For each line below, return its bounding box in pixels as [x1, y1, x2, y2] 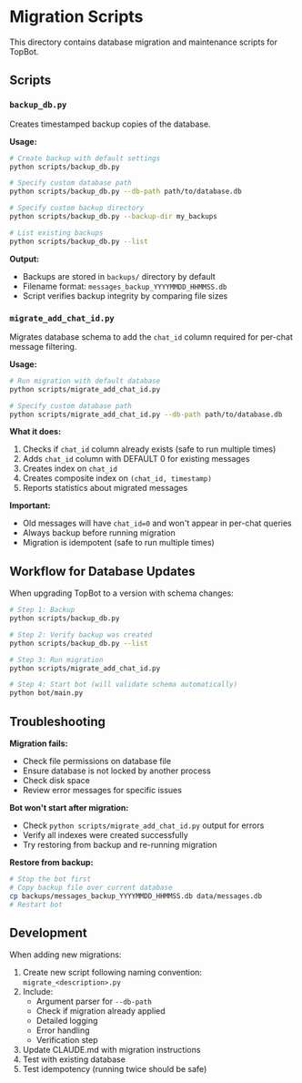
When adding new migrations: [9, 949, 122, 960]
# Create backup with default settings [9, 153, 161, 163]
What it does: [9, 426, 62, 437]
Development [9, 925, 88, 940]
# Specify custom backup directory [9, 203, 145, 213]
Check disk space [22, 775, 91, 786]
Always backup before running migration [22, 527, 176, 538]
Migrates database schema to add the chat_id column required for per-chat [9, 331, 293, 342]
